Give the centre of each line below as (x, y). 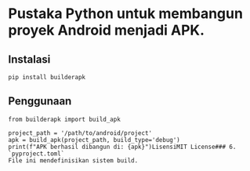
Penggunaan (40, 102)
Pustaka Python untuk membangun (125, 14)
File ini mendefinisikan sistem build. (73, 160)
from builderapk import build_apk (65, 119)
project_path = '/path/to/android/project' (80, 133)
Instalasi (29, 59)
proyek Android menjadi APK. (107, 30)
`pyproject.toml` (36, 154)
